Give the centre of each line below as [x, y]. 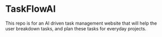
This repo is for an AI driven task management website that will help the [81, 23]
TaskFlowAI [31, 9]
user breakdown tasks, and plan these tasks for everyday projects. [76, 28]
